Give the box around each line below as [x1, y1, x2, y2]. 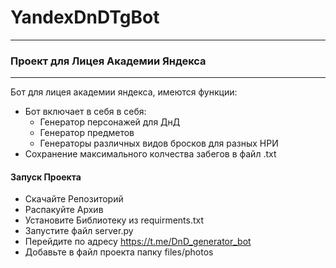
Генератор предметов [39, 127, 135, 139]
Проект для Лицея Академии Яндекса [10, 54, 207, 68]
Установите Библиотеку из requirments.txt [24, 214, 205, 226]
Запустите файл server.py [24, 225, 134, 237]
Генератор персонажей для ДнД [39, 116, 181, 128]
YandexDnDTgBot [10, 6, 160, 29]
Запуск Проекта [10, 171, 82, 183]
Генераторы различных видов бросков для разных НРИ [39, 137, 279, 150]
